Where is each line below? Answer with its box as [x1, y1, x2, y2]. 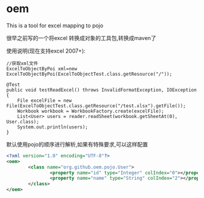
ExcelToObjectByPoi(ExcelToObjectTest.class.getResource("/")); [6, 71, 172, 77]
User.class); [6, 119, 39, 125]
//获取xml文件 [6, 60, 38, 67]
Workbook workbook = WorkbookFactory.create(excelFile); [17, 108, 165, 114]
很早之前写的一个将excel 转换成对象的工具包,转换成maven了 [6, 34, 157, 41]
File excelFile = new [17, 97, 72, 104]
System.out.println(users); [17, 124, 88, 130]
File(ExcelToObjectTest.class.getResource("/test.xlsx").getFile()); [6, 102, 186, 109]
